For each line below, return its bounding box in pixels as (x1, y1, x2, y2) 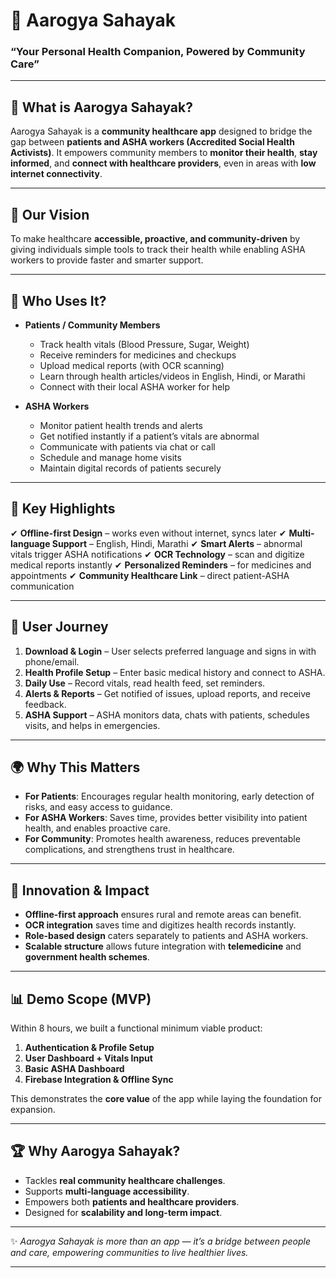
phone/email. (24, 655, 80, 668)
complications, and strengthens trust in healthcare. (24, 844, 235, 856)
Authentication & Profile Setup (24, 1041, 155, 1053)
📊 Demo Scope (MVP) (10, 990, 152, 1008)
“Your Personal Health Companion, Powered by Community (10, 45, 306, 59)
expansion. (10, 1103, 56, 1115)
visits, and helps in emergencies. (24, 719, 161, 731)
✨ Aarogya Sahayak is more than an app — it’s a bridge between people (10, 1235, 312, 1247)
